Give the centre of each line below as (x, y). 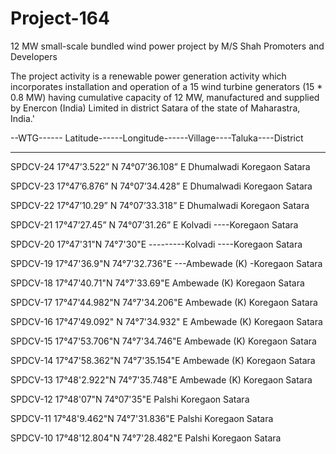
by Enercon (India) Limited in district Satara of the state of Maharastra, (155, 108)
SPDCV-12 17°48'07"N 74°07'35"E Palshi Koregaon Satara (130, 399)
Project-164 (60, 18)
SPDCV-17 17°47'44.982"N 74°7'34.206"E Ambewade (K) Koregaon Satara (164, 302)
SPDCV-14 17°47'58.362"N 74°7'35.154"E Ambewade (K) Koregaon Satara (163, 360)
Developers (34, 56)
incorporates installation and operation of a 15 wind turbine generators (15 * (166, 86)
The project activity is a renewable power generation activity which (148, 76)
